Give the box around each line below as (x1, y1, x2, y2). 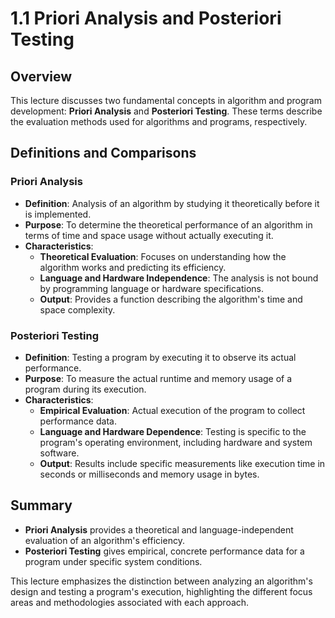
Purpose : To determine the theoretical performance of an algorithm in (24, 218, 313, 231)
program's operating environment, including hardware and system (39, 436, 313, 448)
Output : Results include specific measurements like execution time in (39, 457, 326, 469)
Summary (10, 497, 73, 514)
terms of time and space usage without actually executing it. (24, 229, 274, 241)
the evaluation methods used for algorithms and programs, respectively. (10, 116, 308, 127)
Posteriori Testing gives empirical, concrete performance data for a (24, 545, 305, 557)
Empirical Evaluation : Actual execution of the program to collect (39, 404, 306, 416)
